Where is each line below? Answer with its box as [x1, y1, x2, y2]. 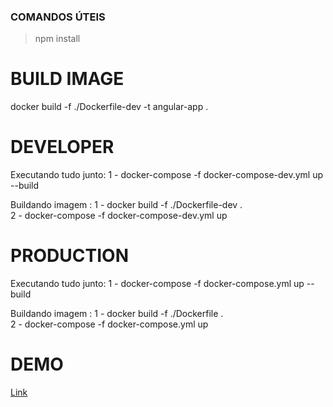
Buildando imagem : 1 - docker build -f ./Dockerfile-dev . [10, 199, 243, 211]
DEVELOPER [10, 136, 115, 159]
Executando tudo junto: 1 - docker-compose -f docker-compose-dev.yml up [10, 169, 324, 181]
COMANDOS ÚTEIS [10, 10, 106, 24]
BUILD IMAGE [10, 68, 125, 90]
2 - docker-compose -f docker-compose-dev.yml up [10, 210, 228, 222]
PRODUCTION [10, 245, 129, 267]
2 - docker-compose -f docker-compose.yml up [10, 318, 209, 330]
